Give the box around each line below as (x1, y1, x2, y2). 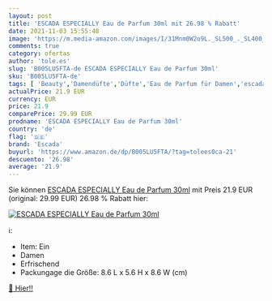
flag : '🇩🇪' (8, 132, 49, 140)
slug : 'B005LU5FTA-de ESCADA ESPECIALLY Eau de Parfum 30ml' (8, 65, 219, 73)
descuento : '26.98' (8, 155, 74, 163)
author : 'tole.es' (8, 58, 70, 66)
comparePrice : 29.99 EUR (8, 110, 92, 118)
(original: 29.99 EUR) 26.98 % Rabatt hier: (8, 194, 148, 204)
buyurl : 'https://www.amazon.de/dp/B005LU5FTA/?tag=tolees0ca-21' (8, 148, 237, 156)
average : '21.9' (8, 163, 63, 171)
